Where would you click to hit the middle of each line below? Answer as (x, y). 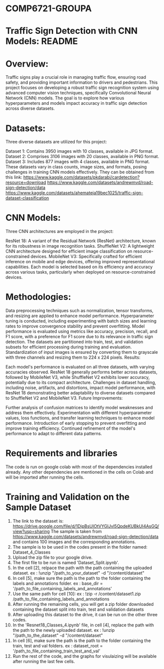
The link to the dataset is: (38, 521)
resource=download (26, 183)
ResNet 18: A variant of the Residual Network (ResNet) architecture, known (81, 241)
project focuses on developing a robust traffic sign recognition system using (82, 88)
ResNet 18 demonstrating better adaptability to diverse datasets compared (80, 393)
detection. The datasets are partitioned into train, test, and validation (74, 342)
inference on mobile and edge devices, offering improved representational (80, 262)
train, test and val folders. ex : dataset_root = (58, 646)
